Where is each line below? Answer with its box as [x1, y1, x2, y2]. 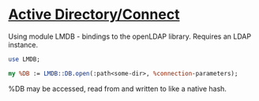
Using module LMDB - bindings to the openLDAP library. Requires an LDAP [8, 32, 251, 41]
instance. [8, 39, 39, 49]
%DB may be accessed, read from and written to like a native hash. [8, 84, 227, 93]
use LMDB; [8, 55, 41, 63]
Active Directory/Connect [8, 6, 180, 24]
